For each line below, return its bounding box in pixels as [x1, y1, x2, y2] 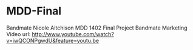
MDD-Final [6, 4, 62, 18]
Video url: [6, 30, 31, 37]
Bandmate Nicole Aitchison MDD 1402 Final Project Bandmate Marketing [6, 24, 188, 31]
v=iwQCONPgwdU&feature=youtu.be [6, 37, 99, 44]
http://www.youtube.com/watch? [32, 30, 114, 37]
